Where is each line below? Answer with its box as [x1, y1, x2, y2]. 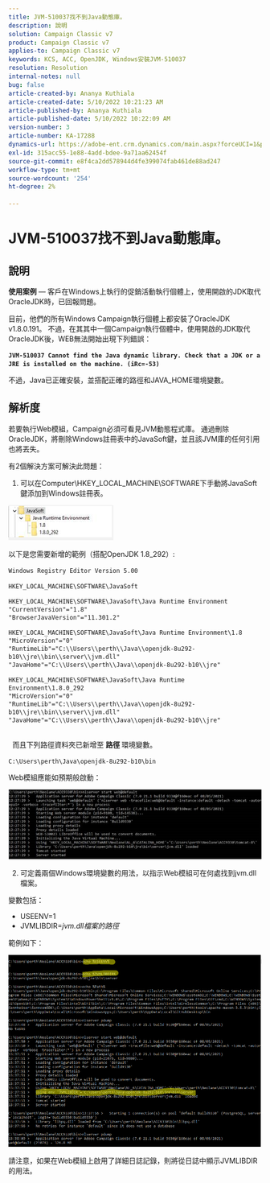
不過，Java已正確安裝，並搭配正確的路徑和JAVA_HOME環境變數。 [8, 375, 229, 385]
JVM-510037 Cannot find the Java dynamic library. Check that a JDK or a [8, 352, 261, 360]
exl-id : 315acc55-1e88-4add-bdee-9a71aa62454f [8, 149, 167, 157]
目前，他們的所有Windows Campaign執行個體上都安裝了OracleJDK [8, 314, 231, 324]
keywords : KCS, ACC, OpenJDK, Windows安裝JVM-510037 [8, 56, 186, 64]
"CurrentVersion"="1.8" [8, 605, 88, 613]
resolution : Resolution [8, 64, 88, 72]
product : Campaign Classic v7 [8, 39, 110, 47]
